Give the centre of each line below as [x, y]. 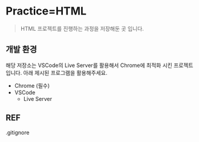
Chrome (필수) [32, 85]
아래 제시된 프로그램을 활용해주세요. [65, 73]
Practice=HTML [46, 11]
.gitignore [18, 132]
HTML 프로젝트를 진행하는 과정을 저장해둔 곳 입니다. [82, 28]
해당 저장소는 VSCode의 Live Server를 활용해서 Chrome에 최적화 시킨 [89, 65]
